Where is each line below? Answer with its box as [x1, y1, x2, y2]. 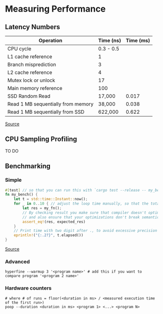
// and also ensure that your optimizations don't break [22, 215, 140, 220]
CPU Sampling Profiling [5, 135, 77, 143]
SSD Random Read [7, 93, 51, 99]
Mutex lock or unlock [7, 77, 55, 84]
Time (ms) [126, 37, 150, 44]
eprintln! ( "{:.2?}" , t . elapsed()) [14, 233, 83, 238]
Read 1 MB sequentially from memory [7, 101, 94, 107]
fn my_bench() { [5, 192, 38, 197]
